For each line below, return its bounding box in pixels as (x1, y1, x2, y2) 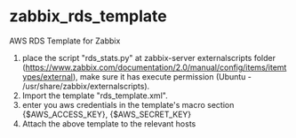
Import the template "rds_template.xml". (21, 90, 168, 101)
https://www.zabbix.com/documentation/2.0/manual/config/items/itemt (25, 62, 287, 73)
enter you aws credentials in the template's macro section (21, 99, 235, 110)
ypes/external (21, 71, 74, 81)
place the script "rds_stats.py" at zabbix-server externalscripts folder (21, 52, 276, 63)
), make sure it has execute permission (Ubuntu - (72, 71, 252, 81)
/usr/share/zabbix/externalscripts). (21, 80, 150, 91)
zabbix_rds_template (9, 6, 167, 27)
